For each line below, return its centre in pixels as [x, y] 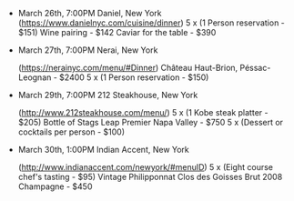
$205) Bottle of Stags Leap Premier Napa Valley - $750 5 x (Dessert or [151, 122]
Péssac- [255, 68]
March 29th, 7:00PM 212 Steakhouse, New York [108, 95]
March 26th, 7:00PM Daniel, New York [90, 13]
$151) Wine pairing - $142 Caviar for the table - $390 [117, 32]
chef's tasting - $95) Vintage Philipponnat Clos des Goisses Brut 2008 [150, 177]
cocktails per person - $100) [71, 132]
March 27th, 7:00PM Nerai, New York [88, 50]
